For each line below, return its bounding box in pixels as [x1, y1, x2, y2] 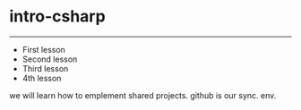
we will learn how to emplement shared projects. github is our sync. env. [9, 89, 277, 100]
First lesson [21, 44, 65, 55]
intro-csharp [9, 6, 106, 27]
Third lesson [21, 63, 69, 73]
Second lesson [21, 54, 78, 64]
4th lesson [21, 72, 62, 83]
